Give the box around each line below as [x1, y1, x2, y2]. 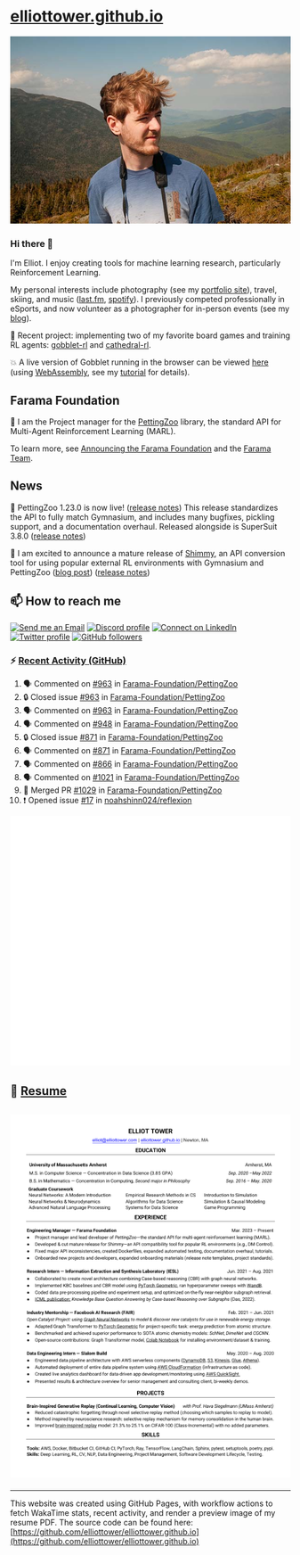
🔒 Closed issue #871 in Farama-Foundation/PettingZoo [22, 731, 223, 742]
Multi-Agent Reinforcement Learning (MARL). [10, 426, 176, 437]
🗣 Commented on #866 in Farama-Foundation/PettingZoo [22, 758, 239, 769]
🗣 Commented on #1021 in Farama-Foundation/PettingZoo [22, 771, 239, 782]
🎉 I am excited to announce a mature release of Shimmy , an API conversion [10, 547, 286, 558]
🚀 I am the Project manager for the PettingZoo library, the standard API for [10, 416, 281, 427]
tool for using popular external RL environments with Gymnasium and [10, 557, 264, 568]
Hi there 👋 [10, 237, 54, 250]
